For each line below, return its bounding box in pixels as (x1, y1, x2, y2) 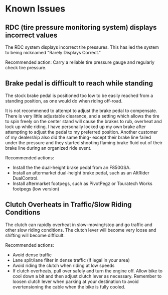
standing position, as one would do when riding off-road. (5, 97, 123, 104)
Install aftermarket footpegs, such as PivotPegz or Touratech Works (12, 180, 153, 186)
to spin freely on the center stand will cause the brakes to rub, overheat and (5, 118, 162, 124)
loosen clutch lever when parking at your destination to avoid (12, 278, 139, 284)
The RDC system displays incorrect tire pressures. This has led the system (5, 44, 159, 50)
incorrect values (5, 31, 58, 39)
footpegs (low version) (12, 185, 60, 191)
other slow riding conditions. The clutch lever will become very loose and (5, 227, 156, 233)
